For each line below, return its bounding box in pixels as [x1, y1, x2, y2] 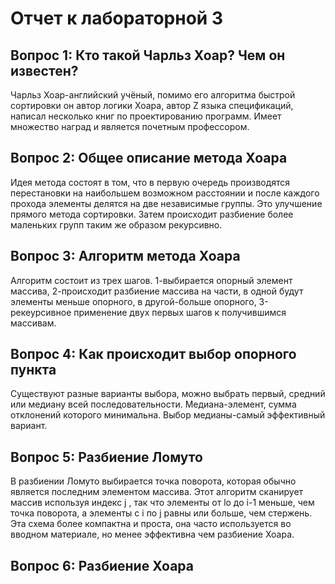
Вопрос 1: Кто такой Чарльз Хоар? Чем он [10, 47, 286, 64]
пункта [10, 362, 57, 379]
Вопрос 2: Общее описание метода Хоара [10, 150, 288, 167]
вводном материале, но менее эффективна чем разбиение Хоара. [10, 528, 295, 541]
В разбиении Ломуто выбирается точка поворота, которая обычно [10, 475, 297, 487]
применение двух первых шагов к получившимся [73, 306, 287, 318]
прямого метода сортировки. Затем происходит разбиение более [10, 208, 294, 220]
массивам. [10, 317, 57, 329]
